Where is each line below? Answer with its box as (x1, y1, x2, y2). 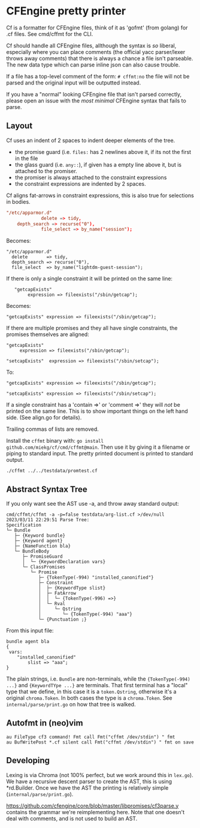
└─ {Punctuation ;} (38, 617, 87, 622)
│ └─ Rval (38, 601, 66, 607)
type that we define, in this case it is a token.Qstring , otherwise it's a (6, 688, 177, 696)
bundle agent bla (6, 639, 50, 645)
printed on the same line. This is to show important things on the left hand (6, 407, 189, 415)
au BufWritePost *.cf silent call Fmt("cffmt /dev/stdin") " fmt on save (6, 739, 195, 745)
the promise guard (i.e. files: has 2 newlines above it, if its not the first (14, 148, 192, 155)
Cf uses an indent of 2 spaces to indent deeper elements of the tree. (6, 137, 175, 144)
